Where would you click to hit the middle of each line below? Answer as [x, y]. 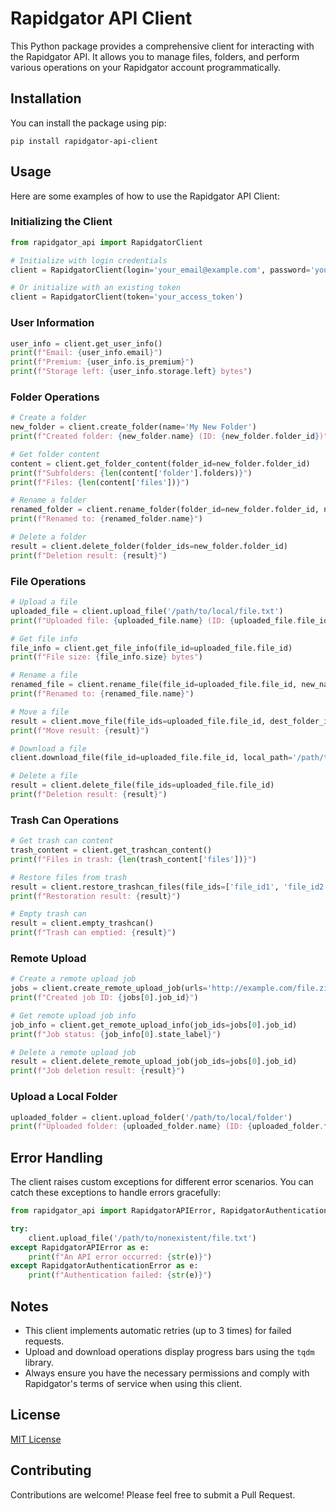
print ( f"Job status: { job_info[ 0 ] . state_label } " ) [116, 1034]
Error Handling [56, 1157]
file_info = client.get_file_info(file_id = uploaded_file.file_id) [151, 648]
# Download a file [48, 748]
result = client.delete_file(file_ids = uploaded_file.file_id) [142, 785]
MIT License [36, 1439]
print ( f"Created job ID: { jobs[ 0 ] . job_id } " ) [104, 998]
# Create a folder [48, 418]
